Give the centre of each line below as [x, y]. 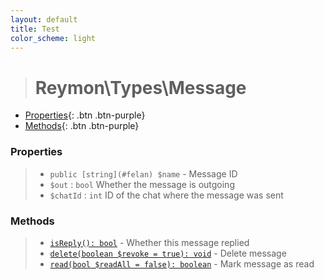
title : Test [35, 29]
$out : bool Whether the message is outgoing [142, 184]
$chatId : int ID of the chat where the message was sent [166, 195]
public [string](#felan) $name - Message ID [143, 173]
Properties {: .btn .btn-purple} [85, 115]
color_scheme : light [53, 38]
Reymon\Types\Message [140, 87]
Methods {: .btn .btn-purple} [82, 126]
